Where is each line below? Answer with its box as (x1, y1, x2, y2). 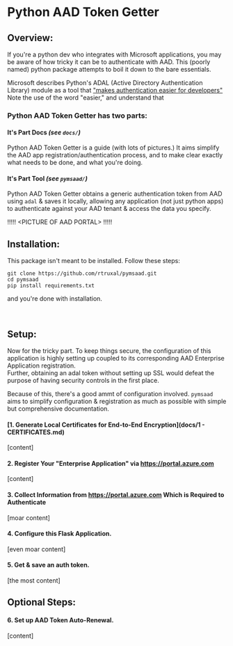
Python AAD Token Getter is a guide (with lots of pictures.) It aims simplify (7, 143, 220, 152)
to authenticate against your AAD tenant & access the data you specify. (7, 205, 211, 213)
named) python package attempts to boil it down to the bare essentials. (7, 65, 211, 73)
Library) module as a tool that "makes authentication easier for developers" (7, 86, 223, 94)
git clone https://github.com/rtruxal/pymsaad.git (7, 270, 157, 277)
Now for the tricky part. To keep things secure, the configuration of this (7, 346, 211, 355)
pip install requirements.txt (7, 283, 95, 290)
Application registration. (7, 361, 77, 370)
